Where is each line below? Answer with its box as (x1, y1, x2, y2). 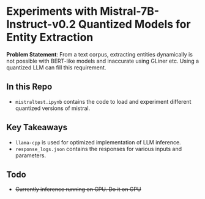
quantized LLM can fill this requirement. (6, 63, 106, 71)
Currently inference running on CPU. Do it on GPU (15, 185, 141, 193)
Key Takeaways (6, 122, 68, 133)
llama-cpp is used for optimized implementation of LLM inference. (15, 138, 182, 146)
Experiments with (6, 4, 98, 18)
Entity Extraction (6, 31, 94, 44)
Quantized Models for (78, 17, 191, 31)
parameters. (15, 152, 47, 159)
